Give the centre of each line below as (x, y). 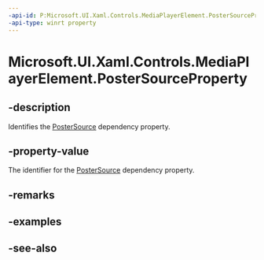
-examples (35, 222)
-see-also (33, 249)
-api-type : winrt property (52, 23)
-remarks (31, 195)
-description (39, 108)
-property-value (49, 151)
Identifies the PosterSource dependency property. (89, 126)
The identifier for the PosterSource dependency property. (101, 170)
